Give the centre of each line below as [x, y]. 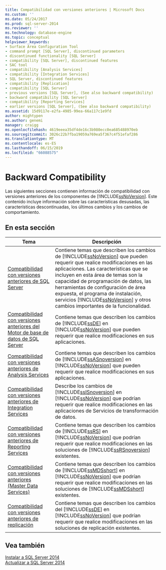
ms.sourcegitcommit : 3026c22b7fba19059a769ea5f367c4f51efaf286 [72, 134]
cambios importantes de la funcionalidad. [103, 306]
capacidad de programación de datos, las [103, 281]
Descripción [107, 242]
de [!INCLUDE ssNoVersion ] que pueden [102, 256]
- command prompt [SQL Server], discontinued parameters [65, 51]
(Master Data [23, 486]
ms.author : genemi [24, 120]
